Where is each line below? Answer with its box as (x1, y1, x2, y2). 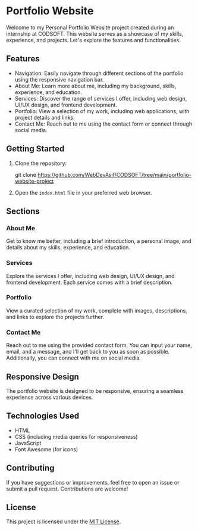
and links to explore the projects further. (6, 313, 105, 320)
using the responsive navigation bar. (14, 76, 104, 83)
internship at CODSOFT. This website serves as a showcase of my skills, (6, 30, 184, 37)
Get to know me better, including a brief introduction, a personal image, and (6, 238, 191, 245)
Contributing (6, 463, 55, 473)
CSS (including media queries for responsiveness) (14, 433, 138, 440)
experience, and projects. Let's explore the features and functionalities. (6, 36, 181, 43)
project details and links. (14, 114, 76, 121)
